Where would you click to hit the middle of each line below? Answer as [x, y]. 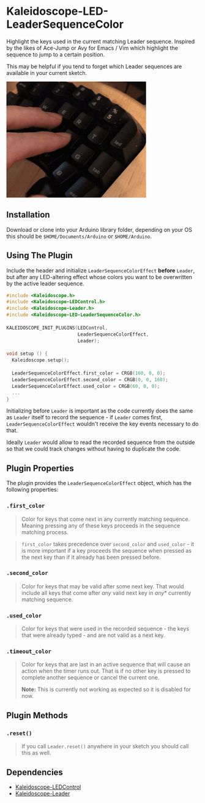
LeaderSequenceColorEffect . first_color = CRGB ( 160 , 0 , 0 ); [89, 373]
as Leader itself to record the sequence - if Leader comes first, [84, 417]
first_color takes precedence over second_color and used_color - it [108, 544]
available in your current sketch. [47, 73]
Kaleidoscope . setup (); [41, 360]
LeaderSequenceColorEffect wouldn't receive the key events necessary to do [102, 424]
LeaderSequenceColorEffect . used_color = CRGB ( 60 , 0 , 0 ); [86, 386]
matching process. [45, 532]
